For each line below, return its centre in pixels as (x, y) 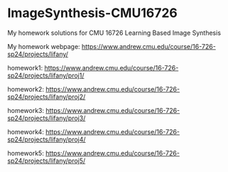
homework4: (26, 131)
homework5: (26, 153)
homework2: (26, 89)
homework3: (26, 110)
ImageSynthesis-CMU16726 (92, 13)
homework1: (25, 68)
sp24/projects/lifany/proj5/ (47, 161)
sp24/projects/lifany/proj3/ (47, 118)
